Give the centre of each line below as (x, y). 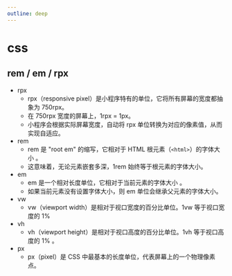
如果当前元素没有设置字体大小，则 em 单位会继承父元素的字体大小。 (125, 191)
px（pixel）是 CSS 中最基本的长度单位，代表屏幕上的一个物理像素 (122, 257)
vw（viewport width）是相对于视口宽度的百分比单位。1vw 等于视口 (123, 207)
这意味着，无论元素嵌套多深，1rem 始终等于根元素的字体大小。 (117, 166)
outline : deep (28, 14)
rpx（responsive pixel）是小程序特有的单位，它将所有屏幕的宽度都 (122, 98)
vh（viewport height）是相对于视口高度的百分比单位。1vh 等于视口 (123, 232)
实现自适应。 (46, 133)
